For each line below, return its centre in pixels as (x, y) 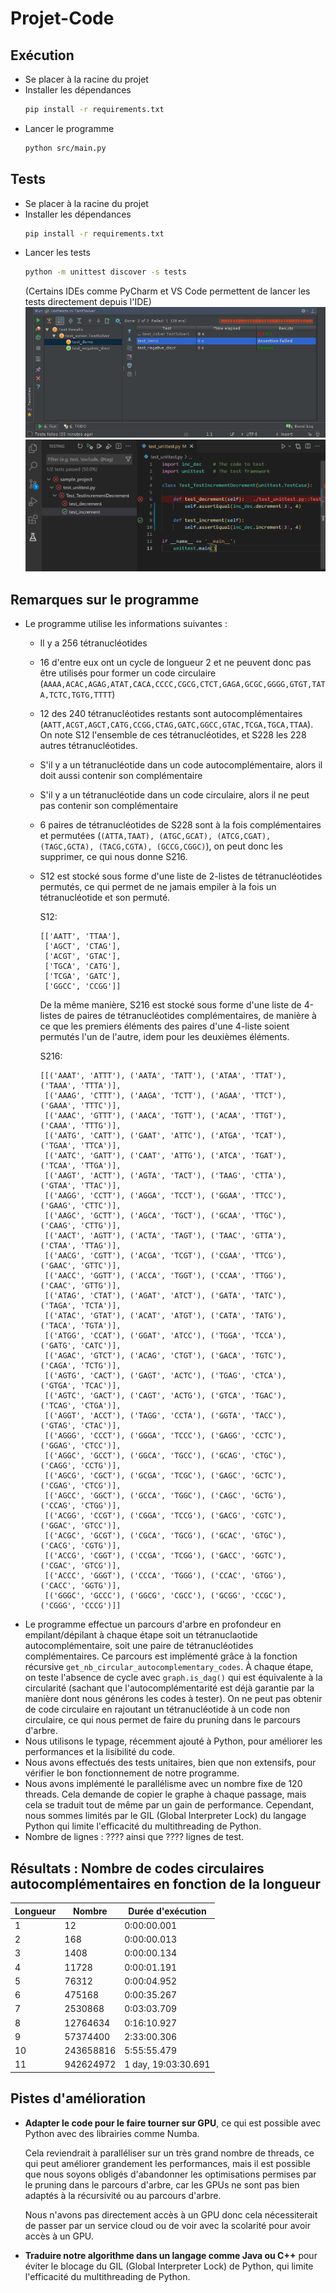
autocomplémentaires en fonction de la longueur (165, 1883)
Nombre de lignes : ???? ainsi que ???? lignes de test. (134, 1837)
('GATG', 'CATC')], (80, 1346)
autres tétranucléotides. (88, 746)
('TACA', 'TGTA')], (80, 1326)
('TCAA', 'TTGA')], (80, 1166)
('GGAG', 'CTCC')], (80, 1446)
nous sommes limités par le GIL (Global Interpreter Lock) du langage (165, 1816)
